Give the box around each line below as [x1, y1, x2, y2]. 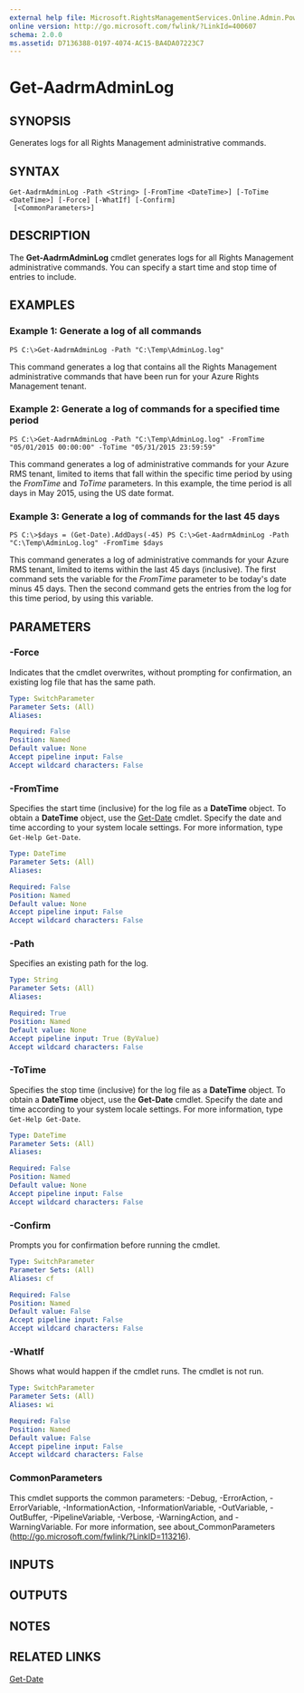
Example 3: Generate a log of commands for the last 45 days [9, 510, 280, 522]
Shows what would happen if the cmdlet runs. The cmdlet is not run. [9, 1366, 264, 1377]
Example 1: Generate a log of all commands [9, 325, 202, 338]
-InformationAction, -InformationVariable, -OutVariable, [62, 1502, 269, 1513]
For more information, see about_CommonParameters [75, 1521, 276, 1532]
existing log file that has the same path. [9, 676, 157, 687]
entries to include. [9, 271, 77, 282]
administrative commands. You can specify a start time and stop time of [9, 262, 278, 273]
